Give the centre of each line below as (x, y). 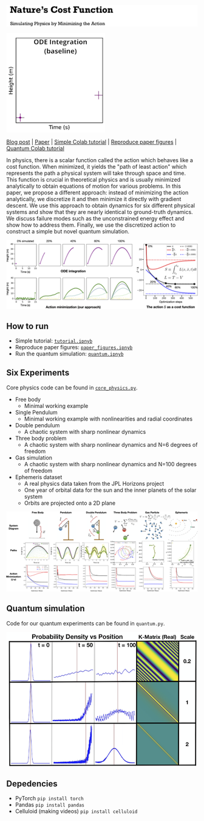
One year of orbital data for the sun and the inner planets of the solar (110, 490)
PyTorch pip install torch (49, 798)
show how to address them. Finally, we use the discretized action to (91, 225)
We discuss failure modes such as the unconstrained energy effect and (95, 219)
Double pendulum (37, 425)
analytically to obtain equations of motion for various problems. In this (93, 186)
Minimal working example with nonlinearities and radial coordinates (108, 419)
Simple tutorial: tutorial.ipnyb (54, 341)
